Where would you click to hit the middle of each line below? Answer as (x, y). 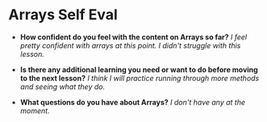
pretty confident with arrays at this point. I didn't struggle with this (130, 45)
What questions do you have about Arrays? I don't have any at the (133, 102)
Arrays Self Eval (63, 15)
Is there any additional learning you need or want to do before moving (139, 69)
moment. (35, 111)
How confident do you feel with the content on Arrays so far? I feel (133, 37)
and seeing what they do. (63, 87)
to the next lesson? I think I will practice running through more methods (140, 78)
